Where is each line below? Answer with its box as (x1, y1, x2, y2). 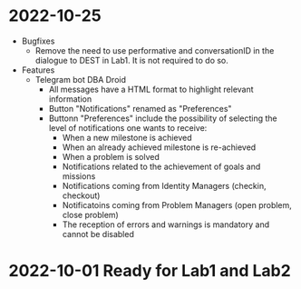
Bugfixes (21, 35, 55, 46)
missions (62, 170, 96, 182)
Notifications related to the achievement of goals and (62, 161, 261, 172)
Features (21, 65, 55, 75)
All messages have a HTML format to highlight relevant (48, 84, 255, 95)
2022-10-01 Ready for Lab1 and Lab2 (8, 261, 291, 282)
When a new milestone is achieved (62, 132, 192, 143)
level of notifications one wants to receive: (48, 122, 208, 133)
